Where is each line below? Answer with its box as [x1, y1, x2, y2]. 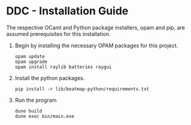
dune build [14, 108, 43, 114]
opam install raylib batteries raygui [14, 64, 112, 70]
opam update [14, 53, 45, 59]
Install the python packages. [14, 74, 85, 81]
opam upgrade [14, 59, 48, 65]
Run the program [14, 96, 57, 103]
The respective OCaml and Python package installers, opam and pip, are [6, 24, 186, 31]
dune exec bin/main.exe [14, 113, 75, 119]
